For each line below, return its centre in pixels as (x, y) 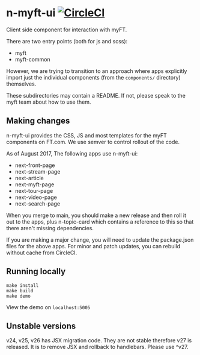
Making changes (38, 121)
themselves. (21, 84)
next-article (29, 178)
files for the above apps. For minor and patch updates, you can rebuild (93, 246)
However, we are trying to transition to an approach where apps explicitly (97, 71)
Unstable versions (41, 326)
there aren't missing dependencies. (50, 228)
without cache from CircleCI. (42, 253)
